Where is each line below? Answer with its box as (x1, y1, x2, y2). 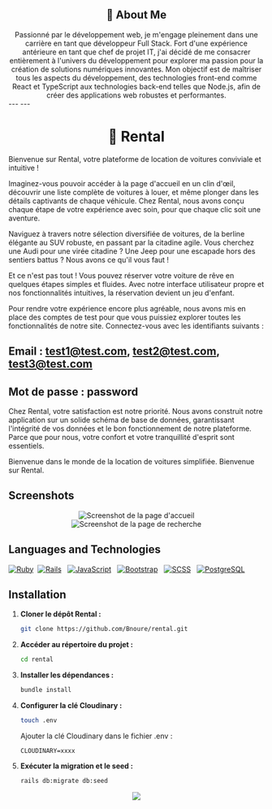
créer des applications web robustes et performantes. (46, 90, 227, 100)
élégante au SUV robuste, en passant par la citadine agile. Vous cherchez (8, 237, 254, 247)
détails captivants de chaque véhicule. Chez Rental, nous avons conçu (8, 196, 245, 206)
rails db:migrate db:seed (19, 776, 108, 785)
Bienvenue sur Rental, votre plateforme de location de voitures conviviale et (8, 154, 261, 163)
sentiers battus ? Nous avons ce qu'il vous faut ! (8, 254, 169, 264)
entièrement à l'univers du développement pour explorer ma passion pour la (9, 55, 264, 65)
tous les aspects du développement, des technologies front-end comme (15, 72, 257, 82)
